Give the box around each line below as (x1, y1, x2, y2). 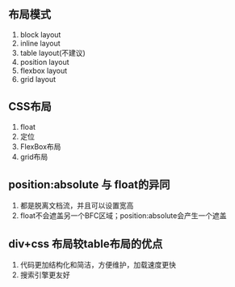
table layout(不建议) (19, 48, 86, 58)
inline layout (19, 38, 61, 48)
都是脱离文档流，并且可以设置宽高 (19, 201, 134, 211)
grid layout (19, 74, 57, 84)
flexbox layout (19, 66, 67, 75)
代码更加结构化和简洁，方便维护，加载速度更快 (19, 260, 176, 270)
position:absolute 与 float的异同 (8, 178, 170, 192)
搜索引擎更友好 (19, 270, 70, 280)
